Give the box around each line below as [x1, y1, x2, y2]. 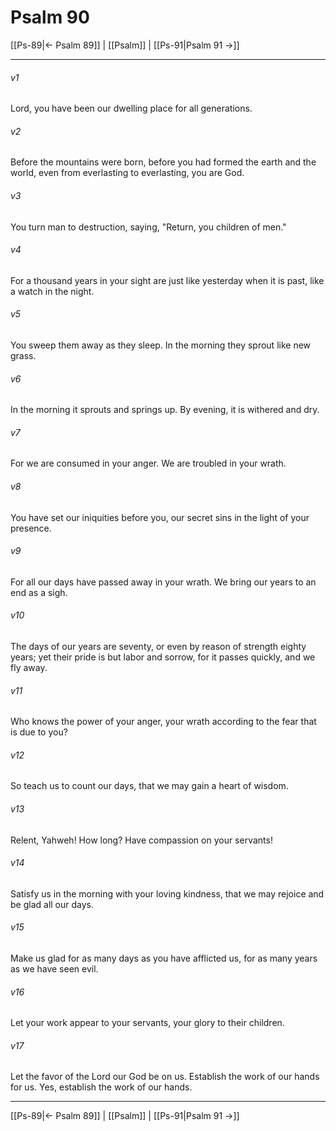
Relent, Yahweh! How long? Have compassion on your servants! [10, 834, 273, 846]
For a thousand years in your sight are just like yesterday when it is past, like [10, 274, 325, 286]
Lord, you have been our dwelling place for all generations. [10, 102, 253, 115]
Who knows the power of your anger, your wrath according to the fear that [10, 716, 317, 728]
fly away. [10, 661, 48, 673]
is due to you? [10, 726, 68, 738]
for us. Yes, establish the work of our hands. [10, 1081, 193, 1093]
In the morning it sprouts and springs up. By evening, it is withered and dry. [10, 404, 320, 416]
